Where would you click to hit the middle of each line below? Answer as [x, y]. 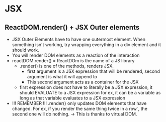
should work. [25, 50]
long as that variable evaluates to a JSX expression [72, 98]
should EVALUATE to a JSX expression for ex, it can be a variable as [90, 93]
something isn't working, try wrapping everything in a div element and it [87, 45]
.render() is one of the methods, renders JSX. [67, 66]
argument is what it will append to [62, 77]
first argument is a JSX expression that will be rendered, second [94, 71]
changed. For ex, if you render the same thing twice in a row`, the [80, 109]
